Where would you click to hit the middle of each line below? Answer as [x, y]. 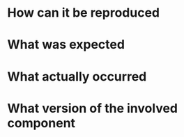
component [41, 123]
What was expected [66, 45]
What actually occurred [77, 76]
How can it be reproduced [84, 13]
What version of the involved [92, 108]
